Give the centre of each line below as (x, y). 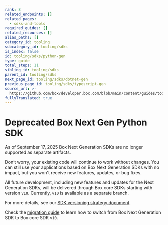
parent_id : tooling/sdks (31, 75)
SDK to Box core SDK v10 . (32, 218)
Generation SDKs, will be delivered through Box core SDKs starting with (79, 188)
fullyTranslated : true (29, 98)
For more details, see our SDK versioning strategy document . (68, 203)
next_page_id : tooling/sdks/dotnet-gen (47, 79)
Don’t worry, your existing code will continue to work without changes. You (82, 162)
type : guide (17, 61)
